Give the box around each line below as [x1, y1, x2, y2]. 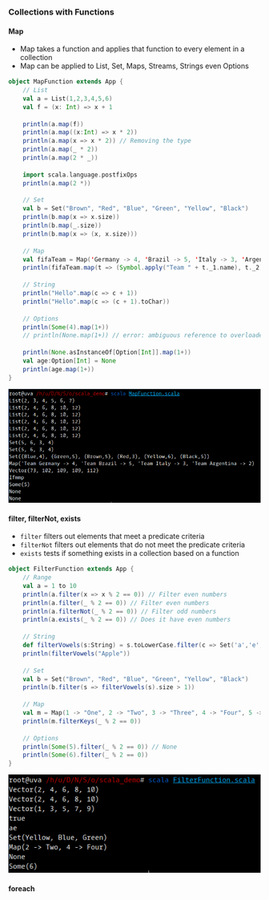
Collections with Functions [8, 6, 114, 18]
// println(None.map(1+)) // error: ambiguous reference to [22, 331, 227, 339]
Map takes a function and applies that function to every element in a [19, 44, 245, 54]
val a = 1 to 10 [22, 582, 78, 590]
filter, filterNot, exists [8, 513, 82, 523]
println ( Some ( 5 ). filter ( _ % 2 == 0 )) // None [22, 743, 178, 751]
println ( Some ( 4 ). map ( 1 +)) [22, 323, 110, 331]
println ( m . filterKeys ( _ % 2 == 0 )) [22, 717, 142, 725]
